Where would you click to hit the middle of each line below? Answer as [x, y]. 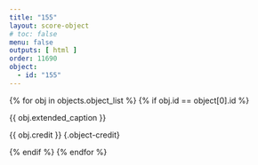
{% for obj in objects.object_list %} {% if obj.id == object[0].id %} [129, 100]
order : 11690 [33, 59]
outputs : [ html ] [43, 51]
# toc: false [33, 34]
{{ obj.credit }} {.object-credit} [64, 135]
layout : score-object [49, 26]
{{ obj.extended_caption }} [58, 117]
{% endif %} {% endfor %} [58, 152]
